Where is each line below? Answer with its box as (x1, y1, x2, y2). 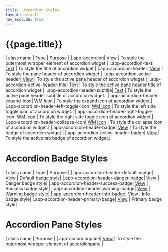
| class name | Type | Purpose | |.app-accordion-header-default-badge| (5, 170, 154, 176)
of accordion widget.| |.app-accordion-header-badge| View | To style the (5, 124, 156, 131)
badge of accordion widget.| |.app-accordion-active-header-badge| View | (5, 130, 160, 136)
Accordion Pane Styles (5, 219, 102, 230)
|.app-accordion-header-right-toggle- (75, 109, 153, 115)
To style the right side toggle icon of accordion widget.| (39, 114, 154, 120)
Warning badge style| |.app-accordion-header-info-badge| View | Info (5, 191, 150, 197)
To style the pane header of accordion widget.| (5, 71, 103, 77)
